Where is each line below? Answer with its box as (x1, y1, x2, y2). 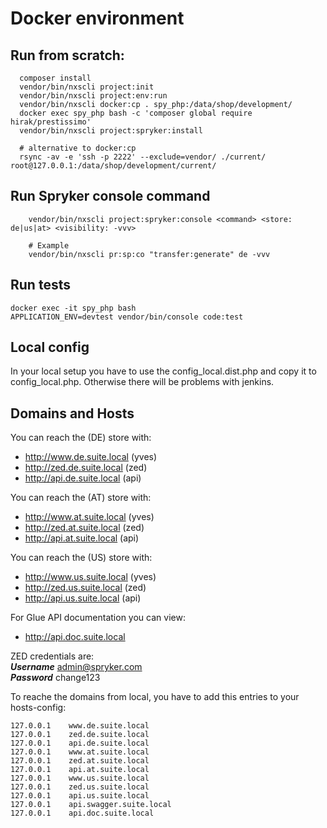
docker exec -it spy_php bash (10, 303, 137, 313)
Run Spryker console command (10, 188, 211, 205)
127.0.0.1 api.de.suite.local (10, 738, 150, 749)
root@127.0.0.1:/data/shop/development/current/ (10, 161, 217, 171)
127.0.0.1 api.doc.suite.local (10, 808, 155, 819)
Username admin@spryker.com (10, 661, 143, 673)
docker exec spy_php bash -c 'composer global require (19, 108, 253, 118)
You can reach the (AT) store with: (10, 492, 152, 504)
